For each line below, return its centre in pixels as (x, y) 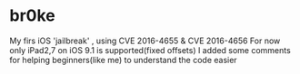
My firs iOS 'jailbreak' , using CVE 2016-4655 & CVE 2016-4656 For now (145, 41)
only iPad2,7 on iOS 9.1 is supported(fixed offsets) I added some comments (150, 50)
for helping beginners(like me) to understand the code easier (124, 60)
